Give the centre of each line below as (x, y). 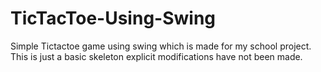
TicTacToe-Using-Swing (113, 18)
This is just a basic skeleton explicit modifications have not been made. (156, 56)
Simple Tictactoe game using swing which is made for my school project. (161, 46)
